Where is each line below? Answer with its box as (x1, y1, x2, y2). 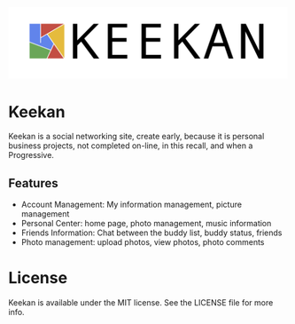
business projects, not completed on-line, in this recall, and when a (8, 140, 253, 151)
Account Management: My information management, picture (20, 199, 243, 210)
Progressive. (8, 150, 55, 161)
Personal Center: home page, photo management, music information (20, 218, 272, 229)
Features (8, 176, 58, 191)
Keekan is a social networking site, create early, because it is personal (8, 131, 265, 142)
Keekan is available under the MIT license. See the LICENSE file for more (8, 297, 274, 308)
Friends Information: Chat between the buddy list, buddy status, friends (20, 227, 283, 238)
